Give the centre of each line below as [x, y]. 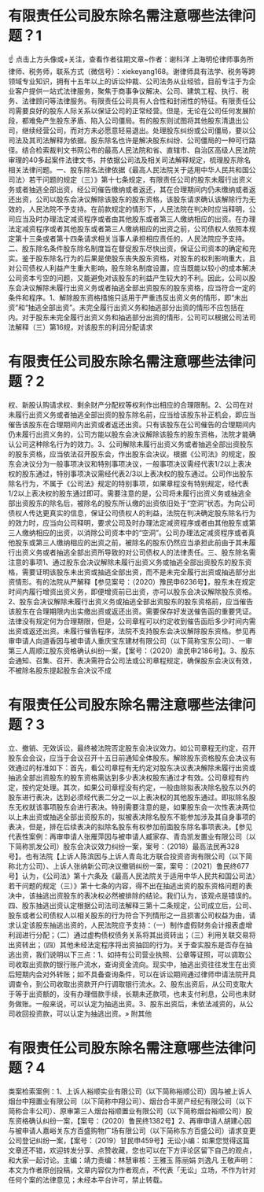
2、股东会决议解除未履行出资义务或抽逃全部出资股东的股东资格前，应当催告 [131, 601]
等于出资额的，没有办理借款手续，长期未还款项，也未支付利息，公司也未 [132, 994]
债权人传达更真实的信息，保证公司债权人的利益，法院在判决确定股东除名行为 [132, 513]
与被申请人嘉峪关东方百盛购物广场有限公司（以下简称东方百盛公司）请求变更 [132, 1131]
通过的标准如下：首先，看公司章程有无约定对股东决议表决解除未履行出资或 [135, 767]
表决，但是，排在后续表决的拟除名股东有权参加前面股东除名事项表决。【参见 [130, 826]
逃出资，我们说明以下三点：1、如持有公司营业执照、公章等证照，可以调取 [126, 954]
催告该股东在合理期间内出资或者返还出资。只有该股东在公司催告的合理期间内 [132, 424]
